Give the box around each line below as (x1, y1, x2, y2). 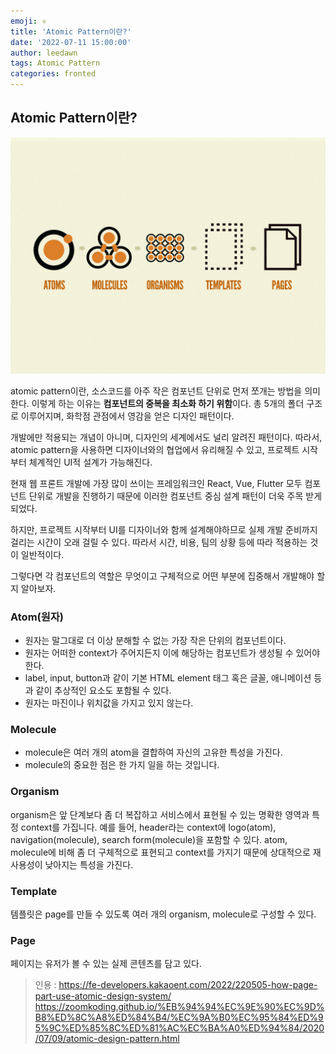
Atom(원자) (10, 610, 64, 624)
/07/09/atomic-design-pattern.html (34, 1033, 180, 1045)
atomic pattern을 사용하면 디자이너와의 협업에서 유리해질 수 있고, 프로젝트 (10, 443, 300, 455)
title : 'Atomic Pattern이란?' (10, 26, 132, 37)
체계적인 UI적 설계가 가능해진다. (28, 456, 153, 468)
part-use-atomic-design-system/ (34, 990, 172, 1002)
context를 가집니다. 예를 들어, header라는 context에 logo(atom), (20, 821, 277, 833)
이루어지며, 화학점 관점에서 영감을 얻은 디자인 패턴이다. (20, 410, 235, 422)
